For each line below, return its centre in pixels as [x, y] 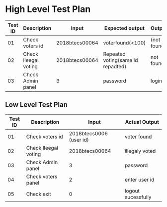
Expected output [125, 28]
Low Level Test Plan [37, 105]
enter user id [139, 180]
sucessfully [138, 197]
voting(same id [121, 60]
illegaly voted [140, 151]
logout [132, 191]
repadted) [115, 66]
